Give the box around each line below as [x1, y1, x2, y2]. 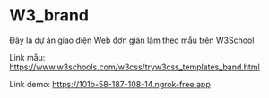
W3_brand [9, 5, 90, 26]
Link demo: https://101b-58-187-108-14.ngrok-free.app [9, 78, 211, 89]
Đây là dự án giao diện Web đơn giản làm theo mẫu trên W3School [9, 35, 255, 45]
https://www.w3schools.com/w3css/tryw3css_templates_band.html [9, 61, 260, 72]
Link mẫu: [9, 52, 46, 62]
